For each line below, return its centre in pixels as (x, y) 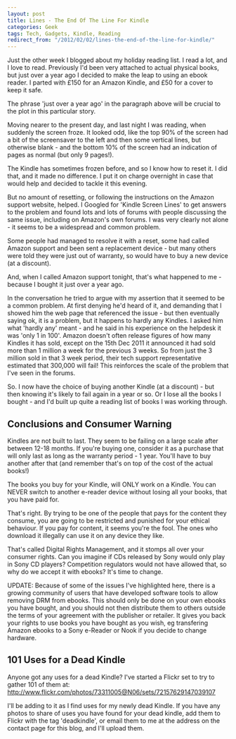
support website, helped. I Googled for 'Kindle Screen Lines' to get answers (117, 204)
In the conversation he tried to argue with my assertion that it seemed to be (116, 298)
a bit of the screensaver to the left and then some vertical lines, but (104, 140)
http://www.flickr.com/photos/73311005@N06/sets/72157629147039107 (112, 692)
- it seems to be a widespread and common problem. (84, 227)
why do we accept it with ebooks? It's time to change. (85, 571)
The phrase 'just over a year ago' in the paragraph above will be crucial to (114, 104)
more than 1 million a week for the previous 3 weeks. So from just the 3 (110, 350)
